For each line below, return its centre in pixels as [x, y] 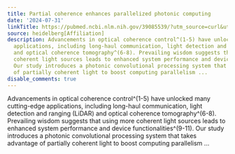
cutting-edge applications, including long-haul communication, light [105, 106]
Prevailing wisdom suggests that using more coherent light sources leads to [116, 121]
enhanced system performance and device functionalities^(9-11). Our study [116, 128]
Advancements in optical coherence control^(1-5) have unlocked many [109, 99]
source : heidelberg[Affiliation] [56, 33]
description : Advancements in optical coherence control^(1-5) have [109, 40]
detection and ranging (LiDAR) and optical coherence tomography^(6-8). [112, 113]
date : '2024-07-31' [36, 20]
